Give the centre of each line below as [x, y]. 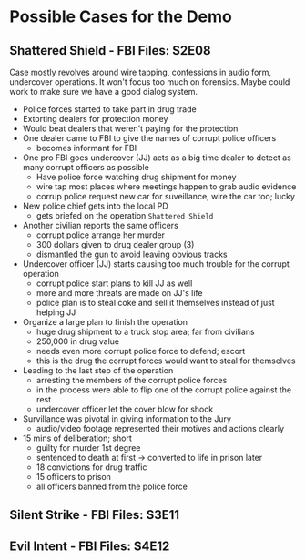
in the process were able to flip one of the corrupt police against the [164, 390]
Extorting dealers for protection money [95, 119]
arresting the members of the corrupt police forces [132, 380]
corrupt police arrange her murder [101, 235]
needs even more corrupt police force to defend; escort [141, 351]
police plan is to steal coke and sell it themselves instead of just [155, 303]
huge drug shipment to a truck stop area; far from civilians [145, 331]
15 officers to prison [74, 477]
